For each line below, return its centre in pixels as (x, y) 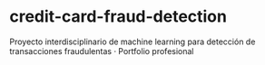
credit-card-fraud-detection (118, 17)
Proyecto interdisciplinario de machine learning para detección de (132, 42)
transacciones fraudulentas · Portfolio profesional (102, 51)
